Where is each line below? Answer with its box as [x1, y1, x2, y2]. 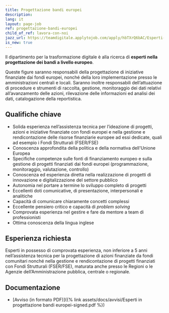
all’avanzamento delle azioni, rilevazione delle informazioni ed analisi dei [5, 90, 155, 96]
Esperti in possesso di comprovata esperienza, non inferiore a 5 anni [5, 247, 147, 254]
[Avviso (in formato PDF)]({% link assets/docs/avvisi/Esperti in [12, 297, 142, 303]
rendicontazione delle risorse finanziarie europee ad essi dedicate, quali [12, 134, 162, 140]
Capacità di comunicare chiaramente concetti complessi [12, 198, 130, 204]
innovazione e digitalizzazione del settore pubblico [12, 177, 118, 183]
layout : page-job [5, 21, 42, 27]
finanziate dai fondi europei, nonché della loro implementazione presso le [5, 74, 157, 80]
